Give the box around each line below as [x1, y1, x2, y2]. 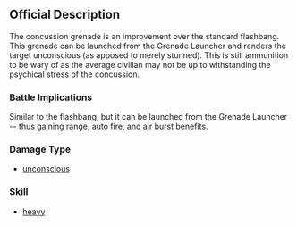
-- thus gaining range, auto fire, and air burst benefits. [9, 121, 208, 132]
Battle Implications [9, 91, 93, 104]
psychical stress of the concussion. [9, 69, 140, 80]
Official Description [9, 7, 121, 22]
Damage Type [9, 143, 72, 155]
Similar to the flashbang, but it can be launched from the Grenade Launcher [9, 112, 288, 122]
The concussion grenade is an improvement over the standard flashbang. [9, 30, 280, 41]
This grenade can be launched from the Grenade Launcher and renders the [9, 40, 286, 51]
